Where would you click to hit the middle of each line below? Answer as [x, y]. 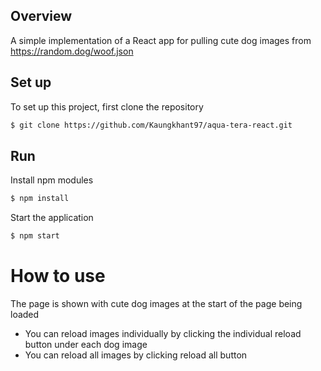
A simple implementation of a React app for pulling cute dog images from [161, 40]
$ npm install [40, 199]
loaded [25, 314]
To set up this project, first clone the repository [107, 106]
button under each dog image [86, 344]
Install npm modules [52, 180]
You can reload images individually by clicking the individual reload [163, 333]
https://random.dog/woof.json [72, 51]
